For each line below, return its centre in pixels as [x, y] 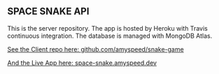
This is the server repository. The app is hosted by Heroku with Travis [107, 28]
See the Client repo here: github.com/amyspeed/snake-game [96, 49]
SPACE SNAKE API [48, 12]
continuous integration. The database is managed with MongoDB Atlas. [110, 36]
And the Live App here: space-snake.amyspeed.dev [82, 63]
